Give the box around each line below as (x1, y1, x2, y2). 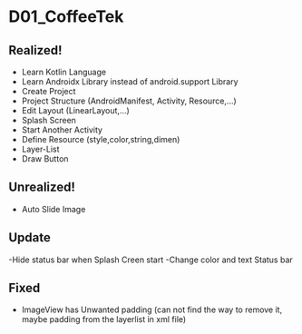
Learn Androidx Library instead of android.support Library (21, 76, 239, 87)
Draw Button (21, 153, 69, 164)
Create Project (21, 86, 76, 96)
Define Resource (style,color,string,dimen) (21, 134, 180, 144)
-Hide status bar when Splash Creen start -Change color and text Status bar (8, 254, 294, 265)
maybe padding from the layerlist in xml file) (21, 314, 187, 325)
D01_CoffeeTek (8, 6, 124, 27)
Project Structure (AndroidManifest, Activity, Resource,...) (21, 95, 237, 106)
